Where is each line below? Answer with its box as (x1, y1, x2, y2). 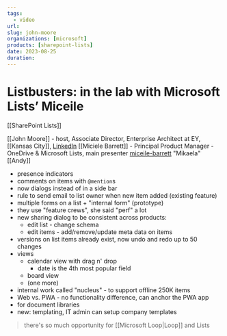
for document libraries (16, 300, 80, 309)
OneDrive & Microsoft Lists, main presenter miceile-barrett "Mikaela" (7, 148, 201, 157)
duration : (7, 55, 36, 62)
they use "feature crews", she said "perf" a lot (16, 206, 147, 214)
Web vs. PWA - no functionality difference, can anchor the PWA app (16, 293, 209, 301)
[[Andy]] (7, 156, 31, 164)
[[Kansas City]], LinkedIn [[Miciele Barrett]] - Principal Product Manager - (7, 142, 214, 150)
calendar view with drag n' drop (27, 257, 118, 265)
